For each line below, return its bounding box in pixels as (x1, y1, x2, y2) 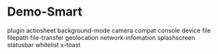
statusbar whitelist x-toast (7, 40, 81, 49)
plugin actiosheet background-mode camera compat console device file (7, 26, 211, 34)
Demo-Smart (7, 4, 83, 20)
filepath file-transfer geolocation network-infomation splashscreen (7, 33, 195, 41)
